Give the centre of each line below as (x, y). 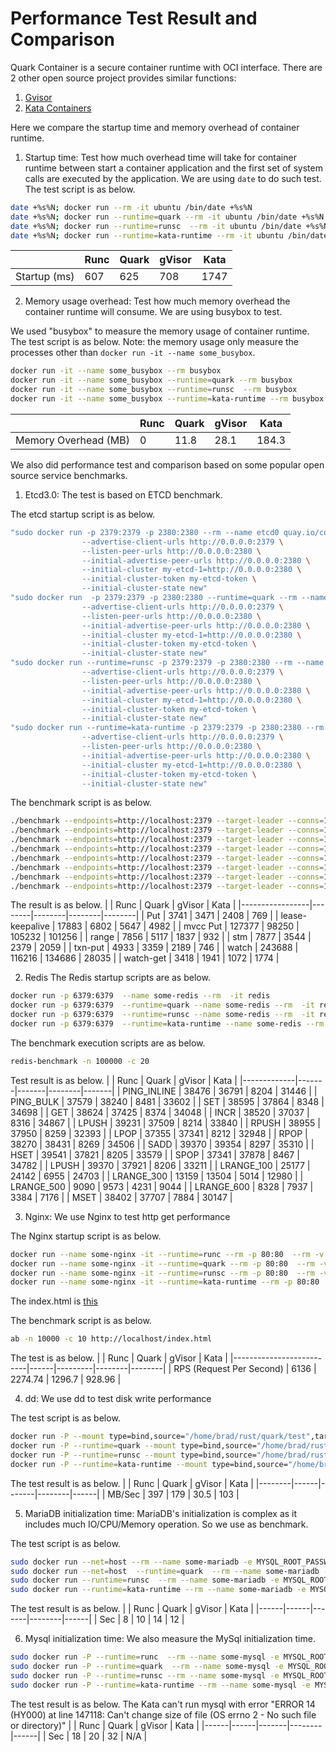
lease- (293, 916)
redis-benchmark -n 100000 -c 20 (80, 1061)
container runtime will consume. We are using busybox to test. (153, 312)
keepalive (30, 926)
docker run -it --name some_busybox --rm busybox (116, 371)
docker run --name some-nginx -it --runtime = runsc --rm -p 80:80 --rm (162, 1273)
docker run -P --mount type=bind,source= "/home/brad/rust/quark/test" (160, 1437)
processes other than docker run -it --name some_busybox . (133, 353)
